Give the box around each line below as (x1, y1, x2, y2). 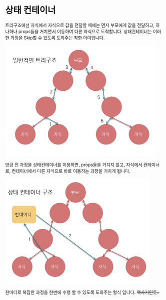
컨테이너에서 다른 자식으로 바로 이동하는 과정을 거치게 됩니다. (11, 168, 131, 174)
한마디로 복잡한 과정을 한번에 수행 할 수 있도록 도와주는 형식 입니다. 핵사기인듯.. (5, 289, 160, 295)
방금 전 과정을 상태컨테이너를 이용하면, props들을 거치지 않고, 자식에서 (5, 162, 142, 168)
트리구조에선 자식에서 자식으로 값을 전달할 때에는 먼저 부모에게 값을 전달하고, (5, 22, 155, 28)
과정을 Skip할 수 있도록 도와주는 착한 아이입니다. (10, 35, 105, 41)
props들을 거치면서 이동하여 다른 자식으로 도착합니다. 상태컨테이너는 (18, 28, 152, 34)
